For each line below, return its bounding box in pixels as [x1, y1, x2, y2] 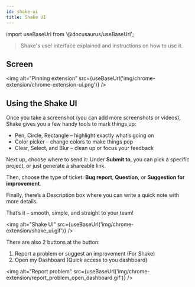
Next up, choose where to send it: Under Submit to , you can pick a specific [6, 156, 190, 163]
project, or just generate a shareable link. [6, 162, 106, 170]
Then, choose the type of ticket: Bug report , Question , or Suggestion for [6, 174, 185, 181]
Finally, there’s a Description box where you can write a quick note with [6, 192, 180, 199]
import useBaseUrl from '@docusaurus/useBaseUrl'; [6, 30, 134, 37]
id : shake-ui [6, 8, 38, 15]
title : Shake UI [6, 14, 46, 20]
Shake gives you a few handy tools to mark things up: [6, 120, 136, 127]
